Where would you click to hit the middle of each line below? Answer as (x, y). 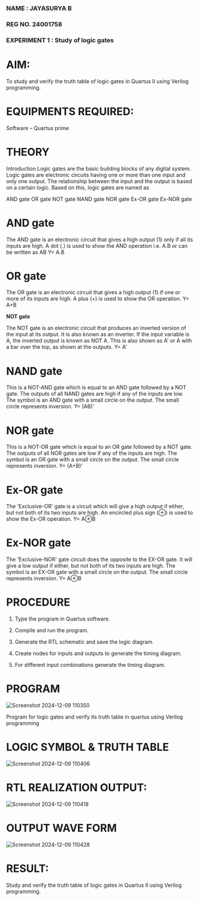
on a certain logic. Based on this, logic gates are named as (78, 187)
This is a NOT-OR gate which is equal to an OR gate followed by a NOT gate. (99, 447)
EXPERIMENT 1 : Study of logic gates (60, 40)
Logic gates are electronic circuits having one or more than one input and (96, 175)
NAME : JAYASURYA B (39, 8)
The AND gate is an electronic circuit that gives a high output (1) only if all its (99, 240)
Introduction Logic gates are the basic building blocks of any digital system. (99, 168)
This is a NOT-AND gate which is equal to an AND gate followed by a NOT (96, 388)
